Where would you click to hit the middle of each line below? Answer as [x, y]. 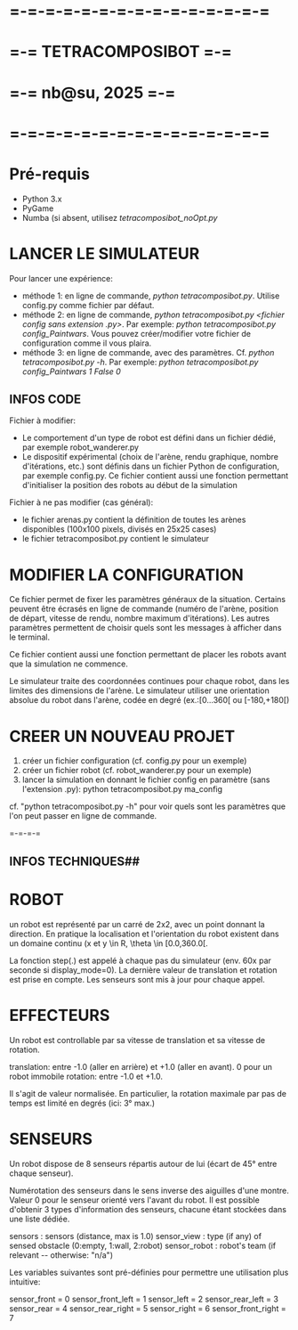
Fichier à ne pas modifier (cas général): [81, 502]
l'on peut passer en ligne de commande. [83, 816]
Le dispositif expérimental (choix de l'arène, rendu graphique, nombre [150, 457]
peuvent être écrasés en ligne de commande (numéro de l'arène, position [144, 609]
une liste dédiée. [40, 1219]
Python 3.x [42, 199]
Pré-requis [50, 174]
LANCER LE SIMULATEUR [105, 253]
